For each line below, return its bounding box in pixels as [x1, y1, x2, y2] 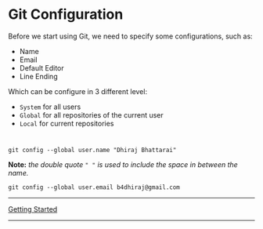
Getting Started [8, 205, 58, 214]
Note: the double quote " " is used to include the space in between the [8, 160, 239, 169]
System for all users [19, 102, 81, 111]
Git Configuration [8, 5, 124, 24]
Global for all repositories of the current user [19, 110, 164, 119]
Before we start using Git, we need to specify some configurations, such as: [8, 31, 253, 41]
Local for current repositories [19, 118, 114, 128]
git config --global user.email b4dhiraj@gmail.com [8, 184, 180, 191]
